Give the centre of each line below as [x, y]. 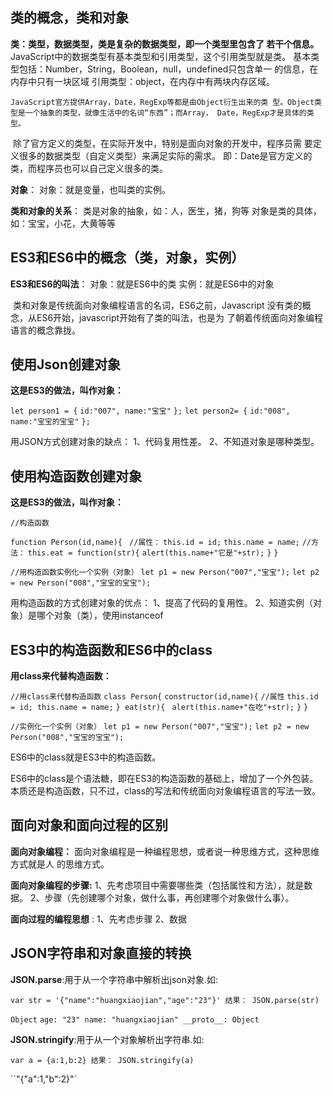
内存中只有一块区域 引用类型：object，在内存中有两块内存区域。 [143, 81]
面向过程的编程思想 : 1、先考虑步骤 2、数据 [99, 919]
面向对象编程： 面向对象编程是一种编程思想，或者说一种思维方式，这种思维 [165, 851]
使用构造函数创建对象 [76, 476]
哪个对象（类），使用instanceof [100, 615]
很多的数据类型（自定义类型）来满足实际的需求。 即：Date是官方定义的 [165, 155]
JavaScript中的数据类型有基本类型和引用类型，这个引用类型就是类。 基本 [161, 56]
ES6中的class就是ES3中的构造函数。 [86, 757]
